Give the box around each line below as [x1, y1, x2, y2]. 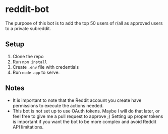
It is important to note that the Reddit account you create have [12, 97, 142, 103]
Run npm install [12, 59, 47, 65]
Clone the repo [12, 53, 44, 59]
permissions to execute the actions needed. [12, 102, 104, 108]
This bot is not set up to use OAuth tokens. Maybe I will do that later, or [12, 108, 160, 114]
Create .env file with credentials [12, 64, 79, 70]
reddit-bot [5, 4, 49, 15]
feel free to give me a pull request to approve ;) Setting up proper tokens [12, 113, 163, 119]
